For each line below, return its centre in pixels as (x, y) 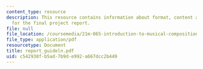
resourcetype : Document (36, 46)
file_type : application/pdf (42, 40)
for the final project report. (51, 23)
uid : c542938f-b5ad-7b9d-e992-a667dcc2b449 (62, 56)
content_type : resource (36, 12)
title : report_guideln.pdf (40, 51)
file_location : (25, 34)
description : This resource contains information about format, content (100, 17)
